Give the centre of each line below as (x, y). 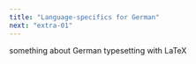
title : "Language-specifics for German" (85, 17)
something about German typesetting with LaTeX (98, 50)
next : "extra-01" (41, 25)
